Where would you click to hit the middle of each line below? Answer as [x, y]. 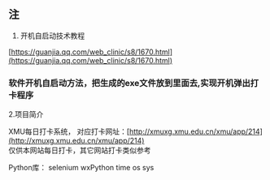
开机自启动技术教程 [52, 36]
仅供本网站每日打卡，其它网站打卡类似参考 [80, 150]
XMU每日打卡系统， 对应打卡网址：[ [69, 131]
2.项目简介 [26, 114]
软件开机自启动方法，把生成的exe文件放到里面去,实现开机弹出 [129, 83]
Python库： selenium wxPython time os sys [81, 168]
